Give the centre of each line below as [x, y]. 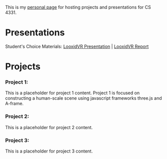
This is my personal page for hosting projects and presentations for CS [78, 7]
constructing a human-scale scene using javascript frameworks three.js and [84, 98]
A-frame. [14, 104]
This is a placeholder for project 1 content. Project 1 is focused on [72, 93]
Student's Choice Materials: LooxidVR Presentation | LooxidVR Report [77, 46]
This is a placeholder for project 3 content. [49, 151]
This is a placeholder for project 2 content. [49, 127]
